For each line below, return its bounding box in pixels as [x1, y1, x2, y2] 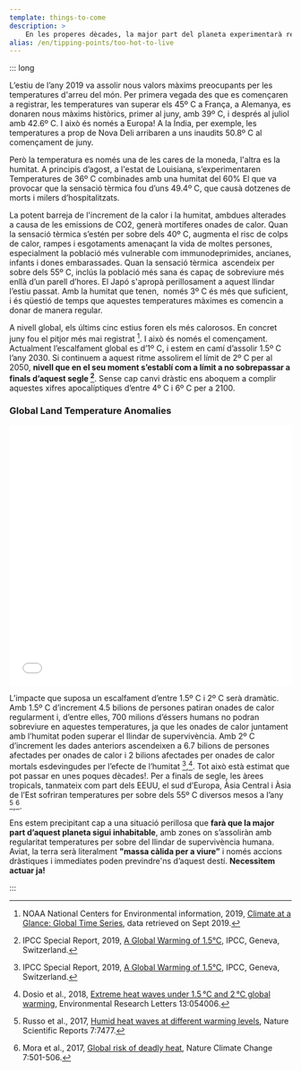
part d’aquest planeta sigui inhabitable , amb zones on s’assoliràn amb [9, 827, 272, 838]
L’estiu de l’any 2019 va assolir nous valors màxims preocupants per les [9, 80, 273, 90]
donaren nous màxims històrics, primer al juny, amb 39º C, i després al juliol [9, 108, 289, 119]
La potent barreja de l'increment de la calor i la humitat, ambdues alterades [9, 210, 287, 220]
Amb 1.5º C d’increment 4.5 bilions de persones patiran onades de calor [9, 702, 275, 713]
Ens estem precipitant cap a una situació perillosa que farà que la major [9, 818, 275, 828]
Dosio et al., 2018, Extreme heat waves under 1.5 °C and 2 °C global [21, 989, 271, 999]
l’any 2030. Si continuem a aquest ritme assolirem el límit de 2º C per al [9, 352, 273, 363]
